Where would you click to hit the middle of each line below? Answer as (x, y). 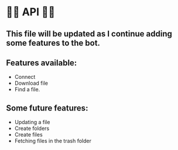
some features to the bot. (53, 43)
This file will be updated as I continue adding (89, 34)
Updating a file (32, 122)
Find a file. (27, 89)
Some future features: (47, 108)
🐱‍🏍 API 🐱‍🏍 (31, 12)
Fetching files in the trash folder (53, 141)
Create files (28, 135)
